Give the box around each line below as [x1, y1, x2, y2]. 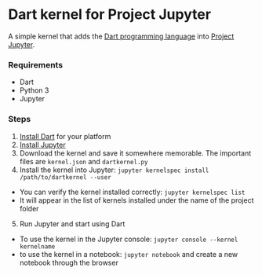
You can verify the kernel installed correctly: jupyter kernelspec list [19, 187, 246, 196]
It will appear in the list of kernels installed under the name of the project [19, 195, 254, 205]
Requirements [8, 59, 64, 70]
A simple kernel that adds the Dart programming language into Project [8, 31, 235, 41]
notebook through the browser [19, 258, 119, 267]
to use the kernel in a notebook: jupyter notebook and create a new [19, 249, 238, 258]
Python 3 [19, 86, 49, 95]
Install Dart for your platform [19, 131, 111, 141]
